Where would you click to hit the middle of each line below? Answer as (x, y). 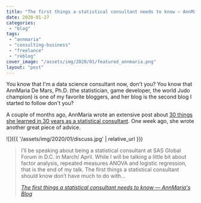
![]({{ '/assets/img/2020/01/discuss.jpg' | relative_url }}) (75, 139)
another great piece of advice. (43, 127)
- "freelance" (26, 51)
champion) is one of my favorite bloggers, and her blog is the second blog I (99, 97)
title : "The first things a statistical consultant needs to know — (93, 12)
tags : (13, 34)
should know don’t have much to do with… (73, 176)
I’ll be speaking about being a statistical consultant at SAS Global (101, 150)
